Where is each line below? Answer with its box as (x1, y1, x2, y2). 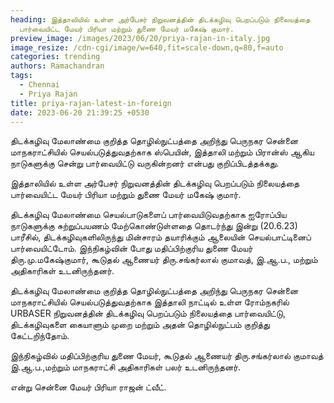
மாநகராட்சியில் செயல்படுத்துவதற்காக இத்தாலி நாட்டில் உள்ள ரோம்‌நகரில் (10, 296, 290, 308)
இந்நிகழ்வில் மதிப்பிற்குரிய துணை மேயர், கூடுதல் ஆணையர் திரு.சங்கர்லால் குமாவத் (10, 350, 324, 362)
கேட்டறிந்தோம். (10, 330, 70, 342)
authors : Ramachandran (10, 61, 105, 71)
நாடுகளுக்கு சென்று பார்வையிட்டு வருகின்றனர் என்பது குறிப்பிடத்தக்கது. (10, 157, 280, 170)
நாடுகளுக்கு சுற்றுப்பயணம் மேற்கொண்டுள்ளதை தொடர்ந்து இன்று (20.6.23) (10, 220, 298, 232)
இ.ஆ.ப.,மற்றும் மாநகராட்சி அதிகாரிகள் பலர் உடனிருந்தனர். (10, 361, 242, 373)
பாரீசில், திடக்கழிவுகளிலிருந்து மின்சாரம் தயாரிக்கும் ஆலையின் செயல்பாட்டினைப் (10, 231, 312, 243)
